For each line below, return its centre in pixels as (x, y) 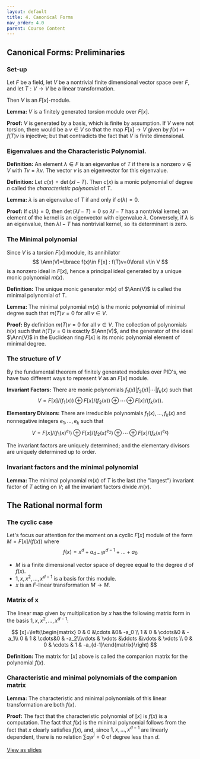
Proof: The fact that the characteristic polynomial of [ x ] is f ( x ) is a (87, 716)
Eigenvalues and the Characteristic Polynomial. (77, 151)
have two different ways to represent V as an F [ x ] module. (78, 378)
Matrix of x (23, 600)
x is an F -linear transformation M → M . (63, 585)
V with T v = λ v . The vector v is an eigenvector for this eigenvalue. (88, 171)
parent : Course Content (36, 28)
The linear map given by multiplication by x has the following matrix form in (99, 613)
